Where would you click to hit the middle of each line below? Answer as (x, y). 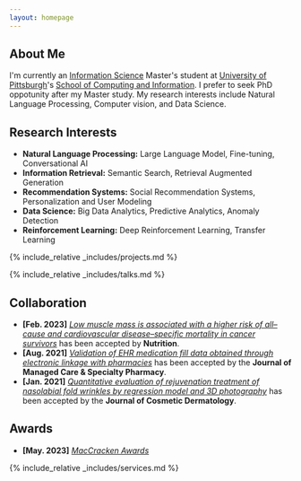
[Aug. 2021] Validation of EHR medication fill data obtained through (148, 353)
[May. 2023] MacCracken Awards (86, 450)
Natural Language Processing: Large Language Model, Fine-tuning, (148, 154)
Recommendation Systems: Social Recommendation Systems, (138, 192)
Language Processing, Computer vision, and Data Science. (118, 104)
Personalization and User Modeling (87, 202)
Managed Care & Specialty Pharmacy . (95, 372)
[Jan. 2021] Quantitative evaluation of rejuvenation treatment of (141, 381)
